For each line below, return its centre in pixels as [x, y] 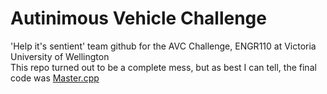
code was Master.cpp [55, 78]
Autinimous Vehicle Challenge [138, 18]
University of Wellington [60, 56]
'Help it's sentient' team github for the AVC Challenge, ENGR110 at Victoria [163, 46]
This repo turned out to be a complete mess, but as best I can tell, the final [163, 67]
